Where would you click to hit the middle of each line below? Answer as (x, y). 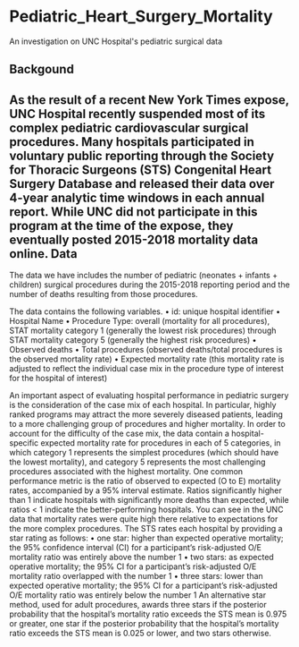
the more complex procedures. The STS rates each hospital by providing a (146, 529)
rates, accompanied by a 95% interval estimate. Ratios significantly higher (146, 490)
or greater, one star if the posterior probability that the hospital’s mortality (144, 624)
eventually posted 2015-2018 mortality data (134, 239)
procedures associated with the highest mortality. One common (126, 472)
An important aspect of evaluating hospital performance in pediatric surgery (149, 396)
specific (24, 443)
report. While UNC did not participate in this (133, 212)
